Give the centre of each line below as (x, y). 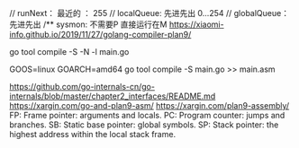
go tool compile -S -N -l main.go (69, 52)
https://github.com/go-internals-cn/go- (82, 87)
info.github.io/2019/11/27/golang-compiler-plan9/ (100, 35)
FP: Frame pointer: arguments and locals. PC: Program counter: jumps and (147, 115)
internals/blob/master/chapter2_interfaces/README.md (113, 96)
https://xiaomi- (196, 24)
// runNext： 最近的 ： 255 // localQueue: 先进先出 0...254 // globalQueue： (149, 13)
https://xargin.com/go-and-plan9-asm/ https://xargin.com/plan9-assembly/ (149, 105)
